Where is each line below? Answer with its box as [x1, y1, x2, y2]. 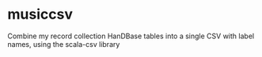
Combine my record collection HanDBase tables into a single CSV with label [7, 31, 255, 41]
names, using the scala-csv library [7, 39, 120, 48]
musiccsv [7, 5, 73, 23]
